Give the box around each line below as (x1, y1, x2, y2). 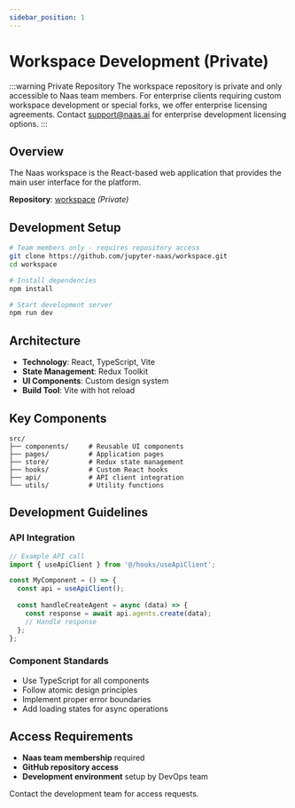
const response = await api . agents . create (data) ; (25, 609, 213, 618)
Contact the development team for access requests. (9, 788, 199, 799)
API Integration (9, 532, 75, 544)
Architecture (9, 333, 82, 348)
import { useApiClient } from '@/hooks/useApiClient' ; (9, 560, 216, 569)
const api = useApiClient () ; (17, 584, 125, 593)
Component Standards (9, 654, 109, 667)
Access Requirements (9, 729, 134, 744)
